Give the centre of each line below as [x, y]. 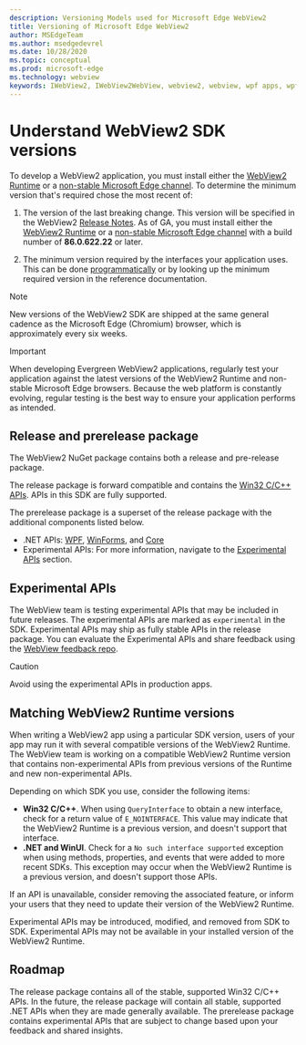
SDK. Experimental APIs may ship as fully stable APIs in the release [135, 629]
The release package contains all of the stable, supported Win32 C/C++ [145, 991]
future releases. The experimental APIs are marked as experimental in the [148, 620]
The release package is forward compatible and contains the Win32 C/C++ [150, 485]
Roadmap [37, 970]
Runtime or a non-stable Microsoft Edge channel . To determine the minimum [153, 185]
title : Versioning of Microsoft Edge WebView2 [99, 26]
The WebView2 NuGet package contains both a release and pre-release [144, 458]
